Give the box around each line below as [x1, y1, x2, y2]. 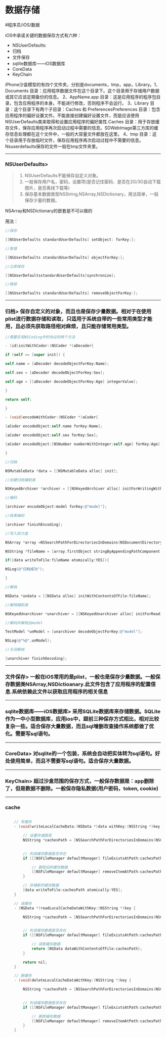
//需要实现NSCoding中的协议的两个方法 [5, 335, 76, 340]
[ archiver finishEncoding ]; [5, 522, 63, 527]
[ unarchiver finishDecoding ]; [5, 656, 68, 661]
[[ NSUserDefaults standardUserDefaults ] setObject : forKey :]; [5, 237, 136, 243]
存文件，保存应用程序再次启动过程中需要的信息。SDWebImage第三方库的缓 [5, 125, 159, 131]
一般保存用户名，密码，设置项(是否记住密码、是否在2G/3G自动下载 [24, 179, 161, 185]
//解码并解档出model [5, 620, 43, 625]
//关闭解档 [5, 647, 25, 652]
